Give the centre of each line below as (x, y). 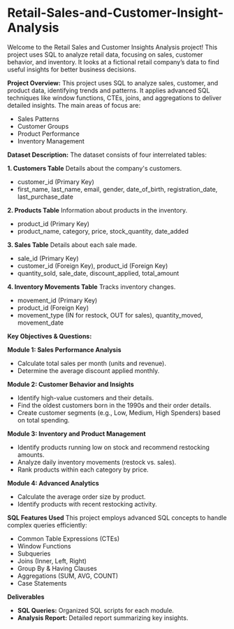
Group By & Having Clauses (57, 568)
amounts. (31, 454)
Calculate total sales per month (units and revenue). (92, 363)
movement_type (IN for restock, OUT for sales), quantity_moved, (110, 315)
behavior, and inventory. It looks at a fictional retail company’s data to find (114, 62)
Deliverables (26, 597)
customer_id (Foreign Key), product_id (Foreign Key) (93, 266)
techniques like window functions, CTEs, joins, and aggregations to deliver (115, 98)
